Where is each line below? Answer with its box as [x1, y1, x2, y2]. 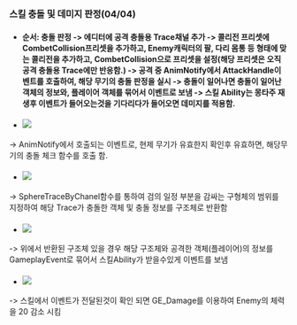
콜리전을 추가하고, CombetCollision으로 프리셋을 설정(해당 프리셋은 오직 [30, 53, 281, 64]
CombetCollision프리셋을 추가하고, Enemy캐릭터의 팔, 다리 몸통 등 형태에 [21, 43, 278, 53]
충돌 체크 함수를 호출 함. [25, 150, 109, 160]
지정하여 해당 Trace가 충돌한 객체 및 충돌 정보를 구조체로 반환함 [9, 202, 228, 213]
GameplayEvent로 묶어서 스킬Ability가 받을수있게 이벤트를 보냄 [9, 254, 228, 265]
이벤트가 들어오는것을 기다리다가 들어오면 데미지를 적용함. [38, 97, 236, 108]
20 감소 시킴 [18, 306, 62, 317]
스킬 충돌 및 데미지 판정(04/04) [9, 7, 136, 19]
